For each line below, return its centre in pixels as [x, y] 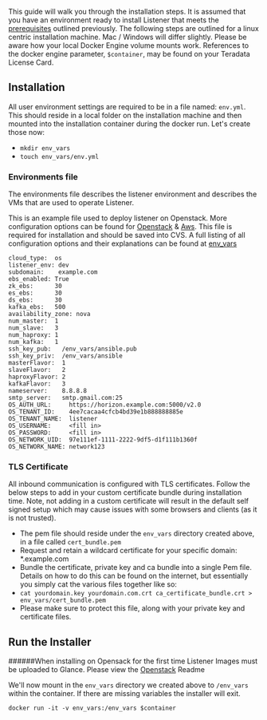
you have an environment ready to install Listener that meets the [114, 20]
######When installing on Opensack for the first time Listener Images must [133, 661]
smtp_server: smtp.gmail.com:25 [66, 398]
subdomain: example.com [53, 272]
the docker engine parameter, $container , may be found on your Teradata [129, 54]
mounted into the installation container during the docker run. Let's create [130, 124]
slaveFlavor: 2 [37, 370]
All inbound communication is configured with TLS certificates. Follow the [130, 484]
